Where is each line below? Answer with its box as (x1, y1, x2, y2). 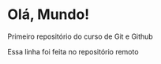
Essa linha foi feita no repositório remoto (7, 47, 139, 56)
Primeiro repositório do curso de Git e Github (7, 32, 153, 41)
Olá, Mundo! (7, 6, 90, 24)
